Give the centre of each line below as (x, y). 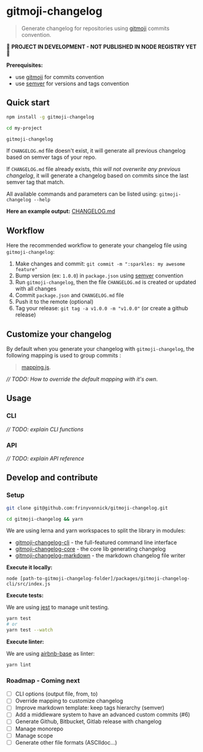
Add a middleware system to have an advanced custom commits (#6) (103, 715)
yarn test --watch (30, 630)
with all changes (36, 289)
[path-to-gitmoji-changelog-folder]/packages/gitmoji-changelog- (105, 579)
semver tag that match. (35, 182)
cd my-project (24, 128)
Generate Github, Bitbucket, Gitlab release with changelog (88, 721)
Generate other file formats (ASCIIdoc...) (66, 742)
